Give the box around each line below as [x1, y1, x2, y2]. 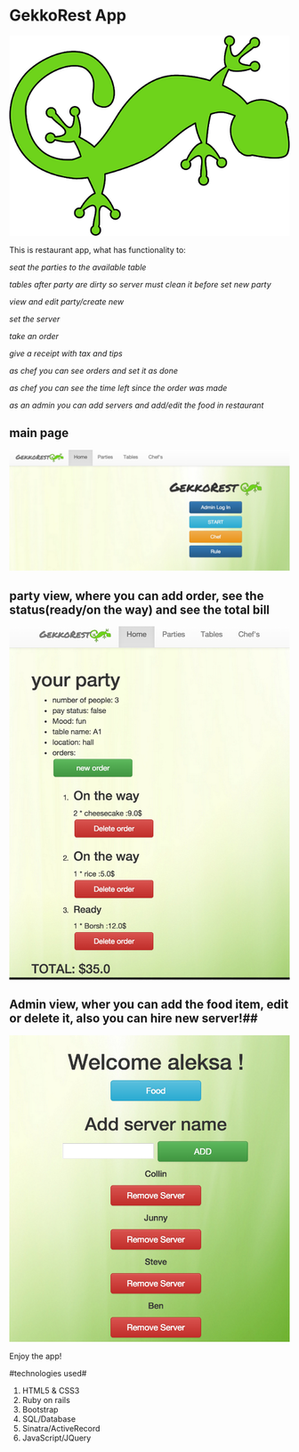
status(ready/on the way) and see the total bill [9, 602, 270, 617]
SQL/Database [21, 1414, 77, 1424]
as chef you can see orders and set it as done [9, 365, 179, 376]
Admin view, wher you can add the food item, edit [9, 997, 289, 1012]
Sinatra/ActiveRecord [21, 1424, 101, 1434]
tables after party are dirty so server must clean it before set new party [9, 279, 271, 289]
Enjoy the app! [9, 1351, 62, 1362]
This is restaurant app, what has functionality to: [9, 244, 187, 255]
